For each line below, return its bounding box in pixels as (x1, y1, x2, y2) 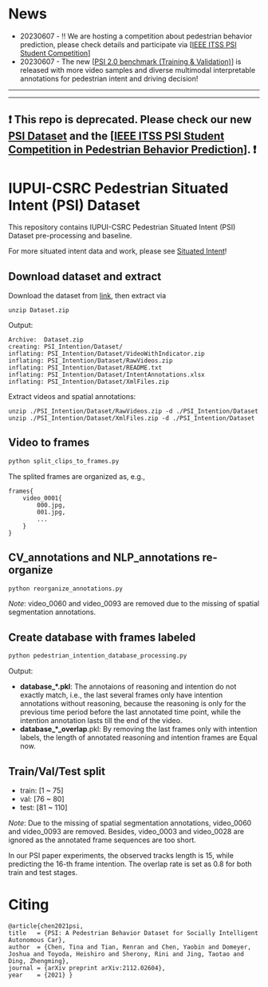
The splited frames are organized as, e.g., (8, 471, 146, 481)
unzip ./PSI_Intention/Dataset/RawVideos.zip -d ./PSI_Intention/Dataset (8, 407, 259, 416)
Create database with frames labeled (8, 630, 196, 644)
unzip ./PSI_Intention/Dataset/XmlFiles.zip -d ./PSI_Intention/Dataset (8, 414, 255, 422)
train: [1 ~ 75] (19, 785, 64, 795)
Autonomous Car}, (8, 936, 66, 944)
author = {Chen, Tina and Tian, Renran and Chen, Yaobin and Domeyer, (8, 943, 251, 951)
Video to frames (8, 436, 90, 450)
